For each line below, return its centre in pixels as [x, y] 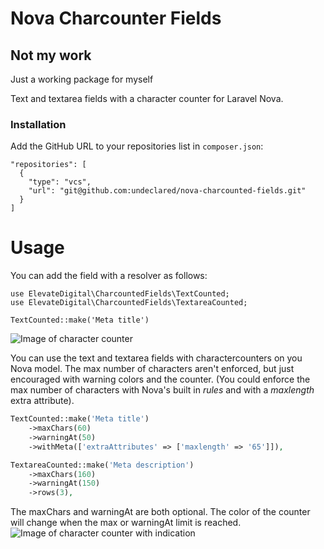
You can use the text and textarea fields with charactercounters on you [156, 358]
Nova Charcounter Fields [116, 18]
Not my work [51, 55]
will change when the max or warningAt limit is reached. [126, 523]
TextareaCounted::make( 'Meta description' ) [102, 465]
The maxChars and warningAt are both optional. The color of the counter [160, 512]
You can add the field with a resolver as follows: [109, 276]
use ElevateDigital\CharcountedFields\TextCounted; [120, 294]
